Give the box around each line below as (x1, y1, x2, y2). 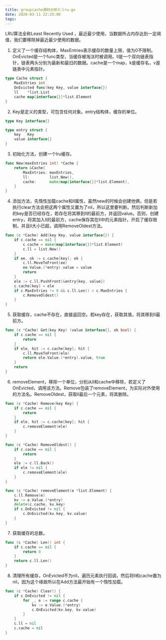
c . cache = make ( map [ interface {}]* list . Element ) (23, 242, 123, 247)
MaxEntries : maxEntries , (23, 170, 74, 175)
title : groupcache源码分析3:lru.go (5, 7, 76, 12)
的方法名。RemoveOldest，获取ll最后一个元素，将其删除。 (12, 391, 131, 397)
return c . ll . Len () (14, 559, 52, 564)
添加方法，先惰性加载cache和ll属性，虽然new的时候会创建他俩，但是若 (12, 198, 158, 204)
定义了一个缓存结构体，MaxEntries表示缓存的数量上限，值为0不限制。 (12, 48, 156, 54)
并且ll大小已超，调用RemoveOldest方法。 (21, 223, 106, 229)
